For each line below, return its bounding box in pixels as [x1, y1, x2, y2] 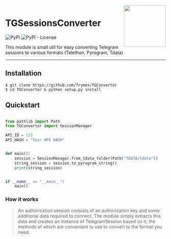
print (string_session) [14, 165, 63, 170]
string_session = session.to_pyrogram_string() [14, 161, 117, 166]
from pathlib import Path [5, 119, 60, 124]
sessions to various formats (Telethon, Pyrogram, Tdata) [5, 49, 123, 56]
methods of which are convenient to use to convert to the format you [17, 224, 162, 230]
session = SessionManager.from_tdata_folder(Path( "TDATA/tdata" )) [14, 155, 158, 161]
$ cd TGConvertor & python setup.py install [5, 87, 101, 92]
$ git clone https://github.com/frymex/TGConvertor [5, 83, 117, 88]
